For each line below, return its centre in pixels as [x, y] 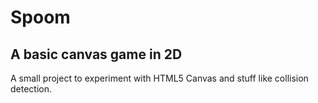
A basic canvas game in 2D [96, 54]
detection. [31, 89]
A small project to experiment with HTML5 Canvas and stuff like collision [159, 78]
